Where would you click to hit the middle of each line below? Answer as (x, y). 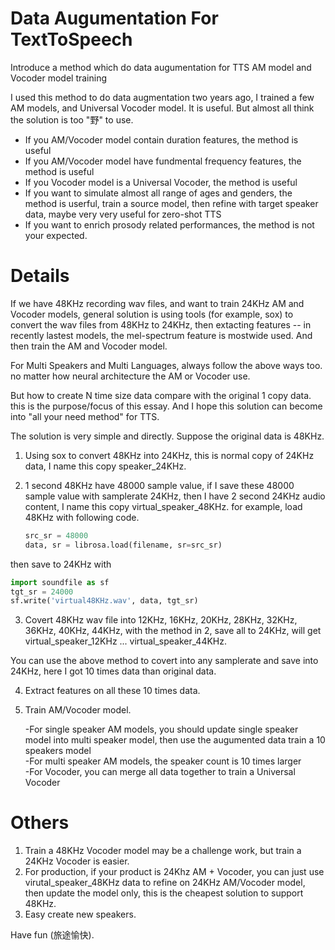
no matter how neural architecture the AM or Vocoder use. (130, 376)
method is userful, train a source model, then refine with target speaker (171, 203)
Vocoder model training (59, 78)
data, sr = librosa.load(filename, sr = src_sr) (123, 545)
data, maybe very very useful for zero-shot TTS (123, 214)
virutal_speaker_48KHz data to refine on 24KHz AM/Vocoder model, (165, 883)
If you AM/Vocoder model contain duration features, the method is (161, 139)
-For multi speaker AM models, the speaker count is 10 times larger (163, 761)
